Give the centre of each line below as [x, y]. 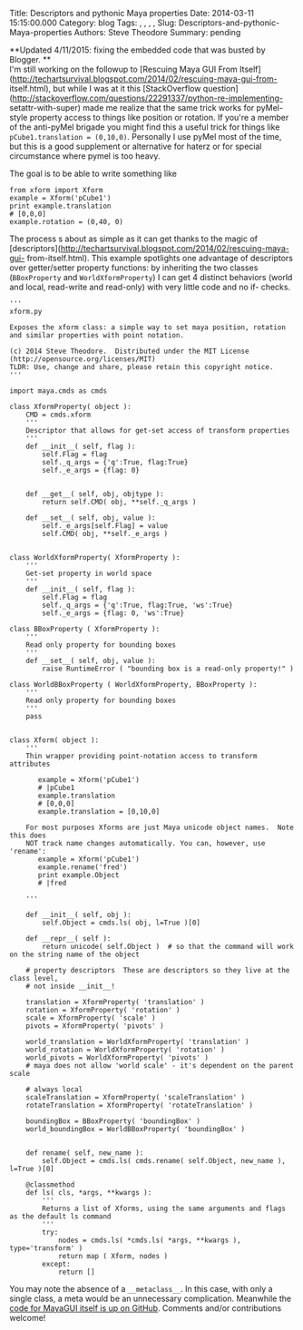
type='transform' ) [46, 1248]
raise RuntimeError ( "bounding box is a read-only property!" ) [168, 669]
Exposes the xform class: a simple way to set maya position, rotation [147, 328]
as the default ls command [60, 1217]
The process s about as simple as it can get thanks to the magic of [134, 239]
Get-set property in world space [89, 573]
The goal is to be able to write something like [93, 173]
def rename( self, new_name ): [85, 1153]
